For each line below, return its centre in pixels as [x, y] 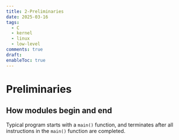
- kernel [22, 33]
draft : [14, 55]
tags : [13, 22]
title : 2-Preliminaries [35, 11]
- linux [21, 38]
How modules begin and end [59, 111]
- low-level [26, 44]
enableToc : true [26, 60]
